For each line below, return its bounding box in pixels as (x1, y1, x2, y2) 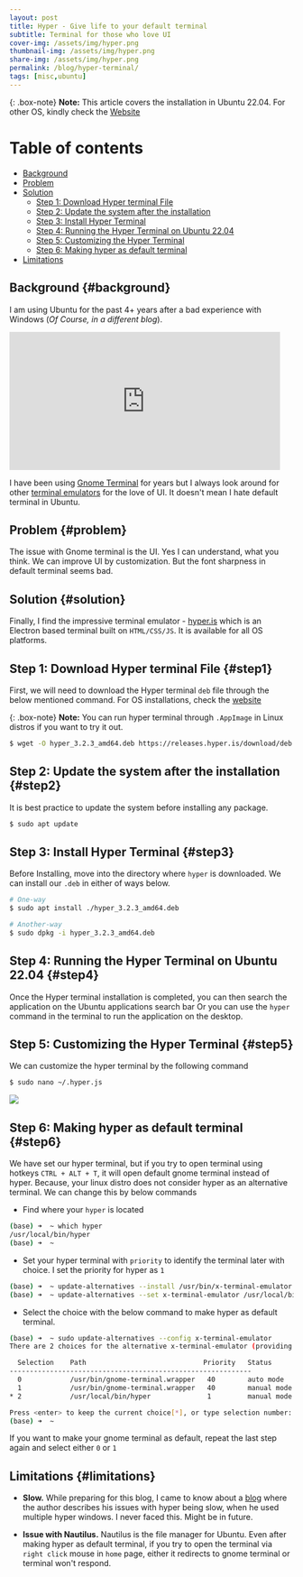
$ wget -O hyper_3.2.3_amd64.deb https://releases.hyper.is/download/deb (9, 739, 293, 748)
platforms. (9, 635, 48, 646)
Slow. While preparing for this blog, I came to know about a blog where (22, 1492, 288, 1503)
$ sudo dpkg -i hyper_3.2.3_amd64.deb (9, 928, 155, 937)
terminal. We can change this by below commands (9, 1187, 197, 1198)
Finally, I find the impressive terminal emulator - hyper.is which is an (9, 615, 262, 627)
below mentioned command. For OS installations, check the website (9, 694, 262, 705)
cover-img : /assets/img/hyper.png (9, 38, 140, 48)
